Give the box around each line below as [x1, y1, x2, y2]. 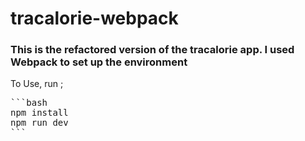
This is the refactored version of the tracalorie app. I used [10, 43, 295, 57]
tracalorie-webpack [10, 7, 179, 30]
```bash [10, 97, 48, 109]
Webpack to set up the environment [10, 55, 188, 69]
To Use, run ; [10, 78, 64, 90]
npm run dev [10, 117, 69, 129]
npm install [10, 107, 69, 119]
